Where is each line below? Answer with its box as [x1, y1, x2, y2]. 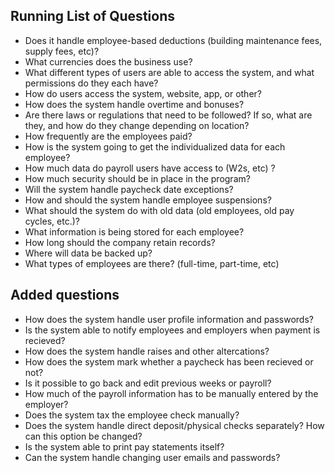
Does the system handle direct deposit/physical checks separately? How [24, 419, 325, 431]
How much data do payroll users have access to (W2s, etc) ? [24, 162, 276, 174]
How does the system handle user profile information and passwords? [24, 313, 314, 325]
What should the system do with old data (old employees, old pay [24, 204, 295, 216]
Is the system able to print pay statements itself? [24, 440, 225, 453]
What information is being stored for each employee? [24, 225, 245, 238]
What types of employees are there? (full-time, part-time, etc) [24, 257, 280, 269]
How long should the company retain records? [24, 236, 216, 248]
